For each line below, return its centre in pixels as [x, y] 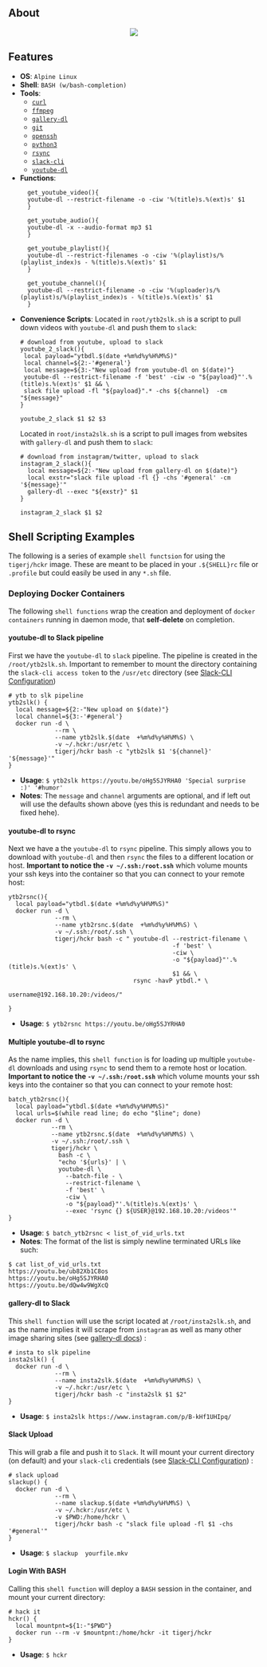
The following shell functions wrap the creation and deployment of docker [132, 611]
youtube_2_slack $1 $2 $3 [63, 419]
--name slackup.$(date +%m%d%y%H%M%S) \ [123, 1503]
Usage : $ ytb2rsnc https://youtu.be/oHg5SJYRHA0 [102, 1023]
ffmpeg [43, 111]
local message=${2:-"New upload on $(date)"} [92, 709]
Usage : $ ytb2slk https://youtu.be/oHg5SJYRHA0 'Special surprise [133, 780]
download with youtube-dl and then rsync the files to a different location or [131, 857]
